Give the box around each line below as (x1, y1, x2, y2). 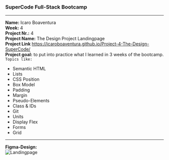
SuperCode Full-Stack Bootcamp (5, 4, 87, 11)
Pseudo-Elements (12, 98, 50, 104)
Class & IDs (12, 103, 37, 109)
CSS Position (12, 76, 40, 82)
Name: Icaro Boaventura (5, 20, 56, 26)
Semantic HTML (12, 66, 46, 72)
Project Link (5, 41, 31, 47)
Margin (12, 92, 28, 98)
